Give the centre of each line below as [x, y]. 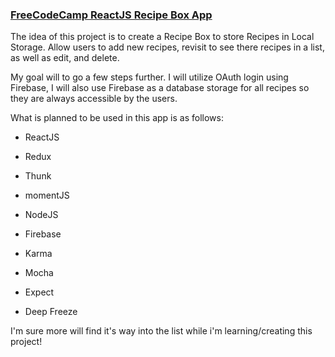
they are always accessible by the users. [94, 99]
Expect [39, 292]
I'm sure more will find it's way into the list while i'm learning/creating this [161, 331]
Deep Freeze [51, 312]
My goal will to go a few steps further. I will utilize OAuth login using [149, 77]
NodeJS [41, 215]
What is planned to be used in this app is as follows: [117, 118]
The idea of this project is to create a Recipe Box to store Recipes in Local [162, 37]
